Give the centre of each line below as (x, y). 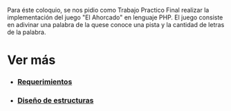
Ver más (31, 60)
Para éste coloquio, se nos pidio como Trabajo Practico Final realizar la (108, 10)
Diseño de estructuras (55, 101)
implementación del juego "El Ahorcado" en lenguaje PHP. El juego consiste (115, 17)
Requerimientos (45, 82)
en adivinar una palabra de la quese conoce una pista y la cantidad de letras (116, 25)
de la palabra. (27, 32)
